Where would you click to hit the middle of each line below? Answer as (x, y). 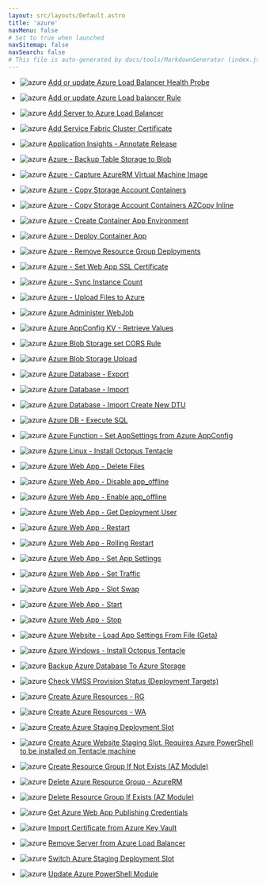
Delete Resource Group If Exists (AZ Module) (121, 796)
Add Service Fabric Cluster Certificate (110, 128)
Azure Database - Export (88, 374)
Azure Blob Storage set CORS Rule (104, 343)
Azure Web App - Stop (85, 620)
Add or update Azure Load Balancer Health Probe (129, 82)
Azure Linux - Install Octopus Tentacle (110, 451)
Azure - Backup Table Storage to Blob (110, 158)
